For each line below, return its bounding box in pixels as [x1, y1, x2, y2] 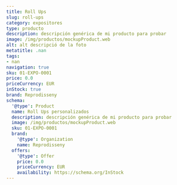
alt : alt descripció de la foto [6, 42, 86, 48]
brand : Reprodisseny [6, 92, 58, 98]
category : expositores [6, 20, 63, 26]
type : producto [6, 25, 44, 32]
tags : [6, 53, 20, 59]
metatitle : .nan [6, 48, 46, 54]
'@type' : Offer [17, 153, 55, 159]
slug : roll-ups [6, 14, 44, 20]
